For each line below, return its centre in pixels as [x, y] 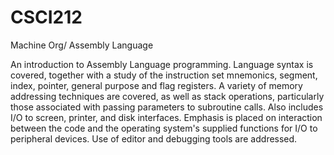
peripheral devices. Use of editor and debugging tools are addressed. [154, 138]
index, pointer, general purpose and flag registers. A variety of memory [156, 85]
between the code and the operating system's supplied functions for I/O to [164, 128]
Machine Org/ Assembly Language [82, 45]
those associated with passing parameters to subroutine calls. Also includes [167, 107]
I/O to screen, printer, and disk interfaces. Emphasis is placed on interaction [166, 117]
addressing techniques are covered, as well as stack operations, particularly [167, 96]
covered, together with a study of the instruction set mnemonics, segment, [164, 75]
